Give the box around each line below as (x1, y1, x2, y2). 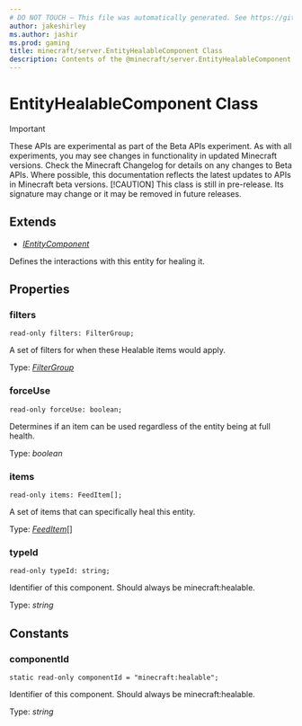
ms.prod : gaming (9, 38, 70, 48)
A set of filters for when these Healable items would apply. (9, 345, 226, 356)
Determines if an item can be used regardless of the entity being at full (9, 421, 271, 431)
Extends (9, 215, 57, 230)
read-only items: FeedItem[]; (9, 491, 123, 500)
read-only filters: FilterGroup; (9, 329, 135, 338)
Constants (9, 625, 69, 641)
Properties (9, 282, 70, 297)
